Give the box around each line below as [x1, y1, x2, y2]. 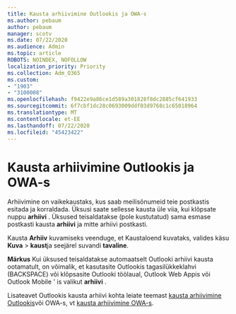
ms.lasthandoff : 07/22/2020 [7, 122, 90, 129]
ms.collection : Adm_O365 [7, 69, 81, 76]
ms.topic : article [7, 50, 61, 57]
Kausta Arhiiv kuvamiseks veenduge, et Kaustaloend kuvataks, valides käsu [7, 234, 230, 243]
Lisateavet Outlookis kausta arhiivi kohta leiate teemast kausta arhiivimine [7, 291, 222, 300]
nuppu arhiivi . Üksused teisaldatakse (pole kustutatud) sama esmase [7, 213, 211, 221]
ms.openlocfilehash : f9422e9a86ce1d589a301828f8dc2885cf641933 [7, 96, 198, 103]
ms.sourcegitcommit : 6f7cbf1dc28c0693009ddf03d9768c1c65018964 [7, 103, 198, 110]
